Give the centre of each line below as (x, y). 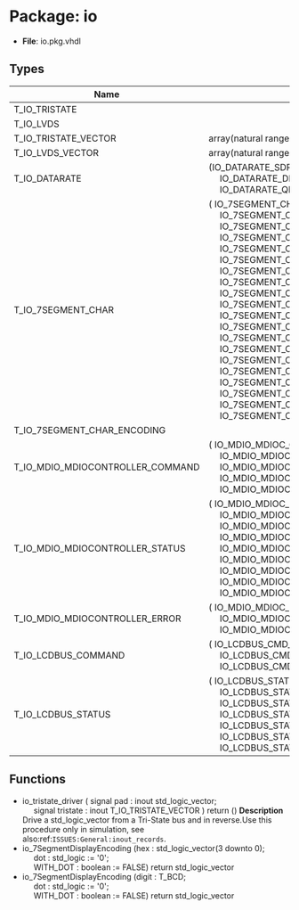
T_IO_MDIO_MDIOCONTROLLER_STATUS (100, 548)
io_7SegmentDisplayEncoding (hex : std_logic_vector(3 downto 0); (143, 848)
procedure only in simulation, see (83, 829)
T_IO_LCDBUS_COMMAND (69, 655)
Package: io (53, 16)
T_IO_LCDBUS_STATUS (62, 714)
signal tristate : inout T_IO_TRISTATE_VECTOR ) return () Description (158, 810)
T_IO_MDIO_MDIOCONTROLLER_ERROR (97, 619)
